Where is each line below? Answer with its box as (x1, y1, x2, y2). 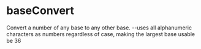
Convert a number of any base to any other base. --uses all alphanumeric (6, 24, 192, 31)
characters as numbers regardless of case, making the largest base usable (6, 30, 195, 37)
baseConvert (6, 4, 75, 18)
